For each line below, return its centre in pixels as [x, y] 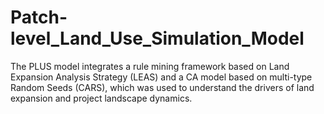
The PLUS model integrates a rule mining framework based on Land [150, 66]
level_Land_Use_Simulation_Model [157, 38]
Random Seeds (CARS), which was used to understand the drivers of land [162, 87]
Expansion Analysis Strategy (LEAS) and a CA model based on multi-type [161, 77]
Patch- [39, 17]
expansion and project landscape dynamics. [101, 98]
